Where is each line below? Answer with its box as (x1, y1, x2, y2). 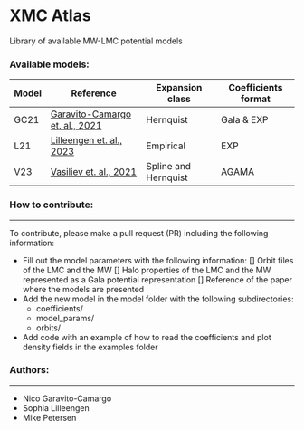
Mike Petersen (22, 412, 77, 423)
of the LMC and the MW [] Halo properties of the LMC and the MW (22, 264, 271, 275)
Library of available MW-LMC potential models (9, 35, 183, 46)
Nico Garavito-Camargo (22, 393, 112, 404)
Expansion (156, 81, 203, 94)
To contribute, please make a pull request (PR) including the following (9, 227, 269, 238)
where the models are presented (22, 283, 145, 294)
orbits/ (35, 322, 62, 333)
